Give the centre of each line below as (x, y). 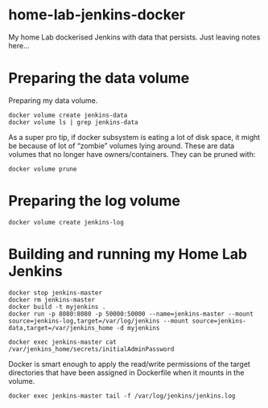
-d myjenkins (138, 328)
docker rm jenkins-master (52, 299)
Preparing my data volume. (53, 100)
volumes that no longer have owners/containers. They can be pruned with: (132, 154)
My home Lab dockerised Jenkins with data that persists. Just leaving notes (134, 37)
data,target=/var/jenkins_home (61, 328)
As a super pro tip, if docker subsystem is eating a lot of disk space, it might (134, 137)
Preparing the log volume (95, 201)
